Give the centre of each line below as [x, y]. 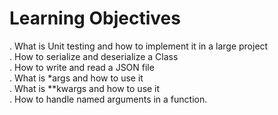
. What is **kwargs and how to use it [85, 88]
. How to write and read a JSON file [82, 67]
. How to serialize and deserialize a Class [94, 56]
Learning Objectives [95, 18]
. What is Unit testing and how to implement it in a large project [139, 46]
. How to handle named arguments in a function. [108, 99]
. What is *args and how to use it [76, 78]
